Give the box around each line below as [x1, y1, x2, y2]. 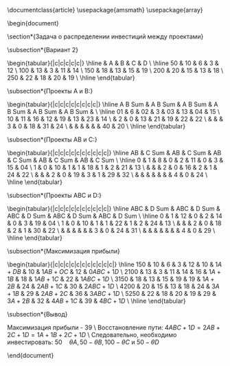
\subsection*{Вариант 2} [7, 46, 79, 54]
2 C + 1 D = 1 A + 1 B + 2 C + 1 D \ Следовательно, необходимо [7, 331, 177, 339]
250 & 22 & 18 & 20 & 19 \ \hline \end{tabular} [7, 73, 135, 82]
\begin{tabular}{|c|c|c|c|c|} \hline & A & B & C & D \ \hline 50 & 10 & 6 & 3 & [7, 59, 219, 67]
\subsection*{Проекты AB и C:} [7, 135, 97, 144]
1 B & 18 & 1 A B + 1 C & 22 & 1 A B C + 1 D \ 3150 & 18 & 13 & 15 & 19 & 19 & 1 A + [7, 275, 215, 283]
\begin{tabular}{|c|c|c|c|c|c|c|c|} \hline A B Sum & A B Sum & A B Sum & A [7, 100, 218, 108]
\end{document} [7, 352, 54, 359]
